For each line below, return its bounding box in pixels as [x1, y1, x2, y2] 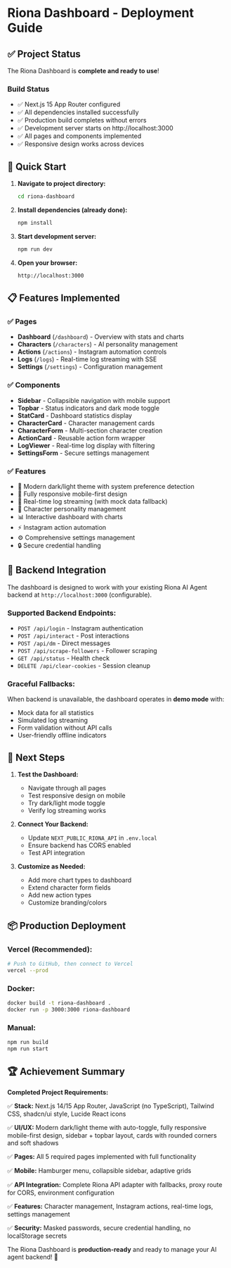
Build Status [7, 84, 50, 94]
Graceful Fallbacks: [7, 679, 75, 689]
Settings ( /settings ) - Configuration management [17, 363, 163, 371]
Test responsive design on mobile [27, 791, 126, 800]
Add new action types [27, 891, 92, 900]
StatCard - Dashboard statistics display [17, 411, 132, 420]
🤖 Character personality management [17, 505, 126, 514]
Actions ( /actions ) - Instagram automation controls [17, 347, 167, 356]
